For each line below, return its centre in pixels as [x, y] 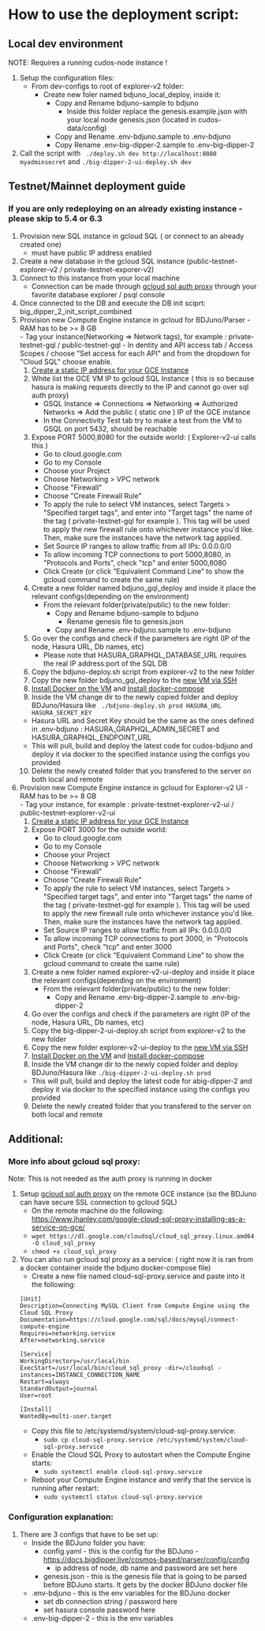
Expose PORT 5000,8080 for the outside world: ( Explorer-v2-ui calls [144, 437]
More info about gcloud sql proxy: [74, 1161]
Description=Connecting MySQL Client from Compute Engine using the [134, 1306]
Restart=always [45, 1382]
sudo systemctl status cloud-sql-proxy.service [123, 1497]
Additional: [36, 1139]
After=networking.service [62, 1341]
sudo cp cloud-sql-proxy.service [98, 1440]
